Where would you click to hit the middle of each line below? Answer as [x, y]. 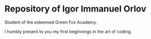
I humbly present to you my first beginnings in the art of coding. [68, 31]
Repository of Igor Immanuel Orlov [75, 9]
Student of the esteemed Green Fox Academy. [51, 22]
